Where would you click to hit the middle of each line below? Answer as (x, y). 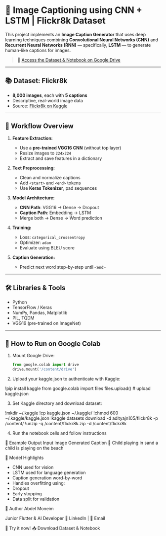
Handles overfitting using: (39, 483)
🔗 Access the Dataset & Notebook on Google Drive (69, 60)
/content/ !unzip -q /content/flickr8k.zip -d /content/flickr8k (66, 423)
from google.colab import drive (45, 365)
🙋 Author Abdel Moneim (29, 508)
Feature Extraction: (32, 138)
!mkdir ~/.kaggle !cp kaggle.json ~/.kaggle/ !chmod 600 (62, 413)
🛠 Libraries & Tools (35, 288)
